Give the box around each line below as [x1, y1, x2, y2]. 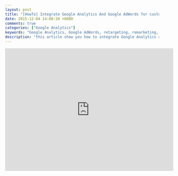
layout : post [5, 7, 32, 12]
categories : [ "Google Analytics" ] [5, 25, 76, 30]
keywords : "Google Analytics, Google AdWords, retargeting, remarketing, [5, 30, 159, 35]
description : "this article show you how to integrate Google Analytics [5, 35, 156, 40]
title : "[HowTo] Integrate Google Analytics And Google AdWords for [5, 12, 148, 17]
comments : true [5, 21, 36, 26]
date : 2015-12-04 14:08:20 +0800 [5, 16, 73, 21]
